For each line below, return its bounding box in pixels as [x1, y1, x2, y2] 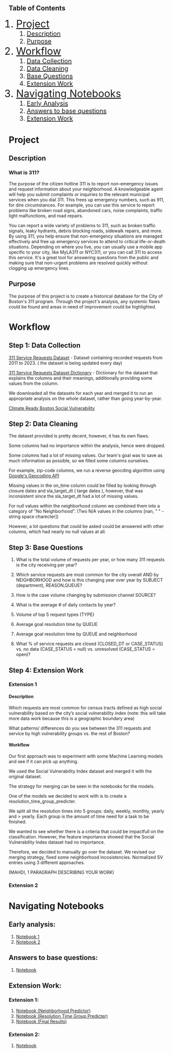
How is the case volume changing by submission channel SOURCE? [15, 592, 156, 598]
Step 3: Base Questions [8, 543, 83, 552]
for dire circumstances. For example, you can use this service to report [8, 202, 155, 208]
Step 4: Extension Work [8, 666, 84, 675]
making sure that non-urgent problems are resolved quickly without [8, 260, 147, 266]
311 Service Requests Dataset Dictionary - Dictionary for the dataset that [8, 369, 158, 376]
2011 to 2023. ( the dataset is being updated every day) [8, 360, 122, 366]
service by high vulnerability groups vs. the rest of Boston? [8, 730, 130, 736]
